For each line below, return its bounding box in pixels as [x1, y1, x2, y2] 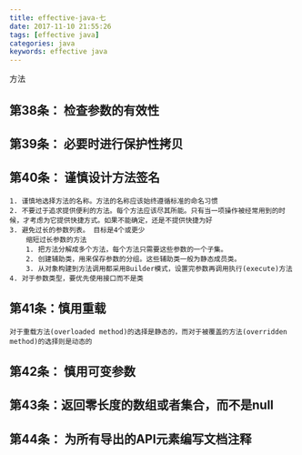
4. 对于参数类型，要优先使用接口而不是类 [9, 274, 144, 283]
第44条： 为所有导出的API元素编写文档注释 [9, 431, 252, 447]
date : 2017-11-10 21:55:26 [9, 22, 112, 31]
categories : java [9, 38, 75, 48]
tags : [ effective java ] [9, 30, 100, 39]
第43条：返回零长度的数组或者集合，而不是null [9, 398, 275, 413]
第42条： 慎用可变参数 [9, 363, 136, 379]
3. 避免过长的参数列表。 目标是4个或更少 [9, 225, 146, 235]
